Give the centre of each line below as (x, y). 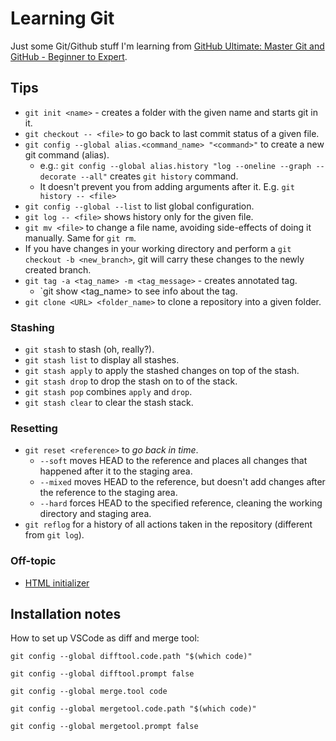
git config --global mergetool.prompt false (104, 727)
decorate (58, 177)
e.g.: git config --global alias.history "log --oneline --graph (175, 165)
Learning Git (62, 18)
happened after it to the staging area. (116, 471)
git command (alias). (67, 154)
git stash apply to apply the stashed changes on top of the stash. (162, 371)
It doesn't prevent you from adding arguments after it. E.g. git (167, 186)
